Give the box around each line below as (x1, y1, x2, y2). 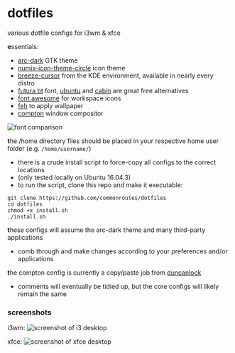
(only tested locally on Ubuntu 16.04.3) (17, 173, 131, 181)
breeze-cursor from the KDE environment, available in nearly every (17, 71, 214, 80)
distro (17, 78, 35, 87)
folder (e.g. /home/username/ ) (7, 144, 92, 152)
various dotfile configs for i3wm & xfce (7, 28, 121, 37)
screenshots (7, 307, 52, 317)
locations (17, 165, 45, 174)
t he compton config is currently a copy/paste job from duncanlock (7, 268, 202, 277)
